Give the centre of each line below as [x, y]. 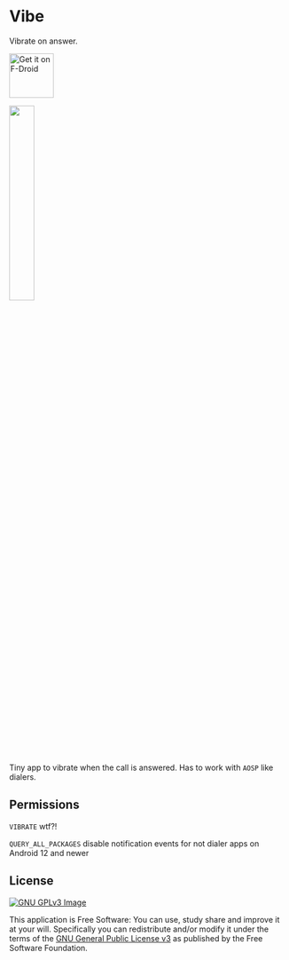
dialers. [23, 777]
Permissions [44, 805]
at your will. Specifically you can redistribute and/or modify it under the [139, 929]
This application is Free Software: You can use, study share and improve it [144, 919]
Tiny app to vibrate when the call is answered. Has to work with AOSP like [141, 767]
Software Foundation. [49, 948]
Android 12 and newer [49, 853]
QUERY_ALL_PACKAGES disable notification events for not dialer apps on [134, 843]
